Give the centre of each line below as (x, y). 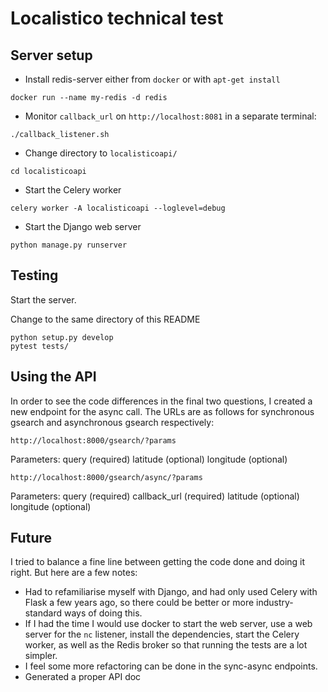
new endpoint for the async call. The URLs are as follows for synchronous (162, 411)
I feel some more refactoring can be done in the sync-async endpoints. (171, 666)
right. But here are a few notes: (74, 573)
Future (31, 538)
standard (43, 613)
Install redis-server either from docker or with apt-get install (152, 79)
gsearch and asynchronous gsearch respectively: (112, 422)
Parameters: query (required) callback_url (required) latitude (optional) (155, 496)
